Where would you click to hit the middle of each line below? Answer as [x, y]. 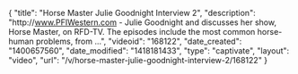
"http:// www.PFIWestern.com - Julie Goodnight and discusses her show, [143, 22]
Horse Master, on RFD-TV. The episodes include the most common [132, 32]
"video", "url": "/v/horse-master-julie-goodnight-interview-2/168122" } [138, 60]
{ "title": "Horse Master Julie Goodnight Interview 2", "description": [132, 13]
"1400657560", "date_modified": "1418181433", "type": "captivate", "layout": [149, 51]
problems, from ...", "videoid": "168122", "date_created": [139, 41]
